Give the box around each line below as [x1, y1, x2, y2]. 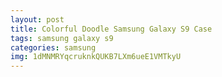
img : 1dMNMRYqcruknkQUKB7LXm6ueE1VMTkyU [10, 52, 182, 62]
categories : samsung [10, 42, 97, 53]
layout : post [10, 14, 65, 25]
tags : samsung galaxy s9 [10, 33, 114, 43]
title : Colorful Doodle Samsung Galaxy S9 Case [10, 24, 213, 34]
